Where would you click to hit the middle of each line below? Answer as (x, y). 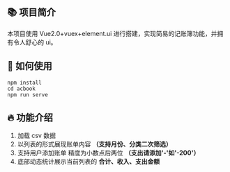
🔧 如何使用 (30, 66)
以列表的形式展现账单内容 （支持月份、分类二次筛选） (94, 144)
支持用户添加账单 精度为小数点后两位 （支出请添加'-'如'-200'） (108, 153)
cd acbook (22, 89)
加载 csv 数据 (36, 136)
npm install (24, 83)
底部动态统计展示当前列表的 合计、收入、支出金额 (89, 162)
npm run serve (28, 95)
